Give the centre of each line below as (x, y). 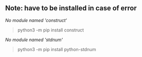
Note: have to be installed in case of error (71, 8)
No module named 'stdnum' (34, 39)
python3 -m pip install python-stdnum (57, 49)
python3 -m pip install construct (51, 30)
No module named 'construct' (36, 20)
